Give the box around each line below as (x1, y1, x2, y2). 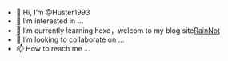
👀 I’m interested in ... (15, 16, 84, 26)
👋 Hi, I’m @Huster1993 (15, 8, 90, 17)
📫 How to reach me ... (15, 44, 90, 53)
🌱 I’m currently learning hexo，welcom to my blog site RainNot (15, 26, 220, 35)
